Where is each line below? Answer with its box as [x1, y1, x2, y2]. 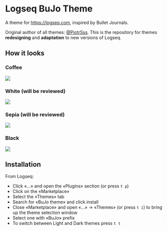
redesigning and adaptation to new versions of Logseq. [5, 34, 122, 40]
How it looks [5, 49, 45, 57]
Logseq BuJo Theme [5, 3, 93, 14]
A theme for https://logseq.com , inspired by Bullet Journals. [5, 19, 129, 25]
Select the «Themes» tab [12, 193, 64, 200]
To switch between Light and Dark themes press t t [12, 220, 121, 226]
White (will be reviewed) [5, 87, 66, 94]
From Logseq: [5, 173, 34, 179]
